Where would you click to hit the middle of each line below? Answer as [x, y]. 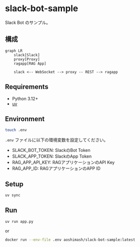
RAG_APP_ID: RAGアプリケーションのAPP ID [56, 168]
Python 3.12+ [25, 99]
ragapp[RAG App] [30, 64]
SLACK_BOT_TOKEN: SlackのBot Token [51, 150]
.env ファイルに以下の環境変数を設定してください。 [56, 140]
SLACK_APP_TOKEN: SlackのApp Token [52, 156]
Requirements [27, 87]
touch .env [16, 130]
